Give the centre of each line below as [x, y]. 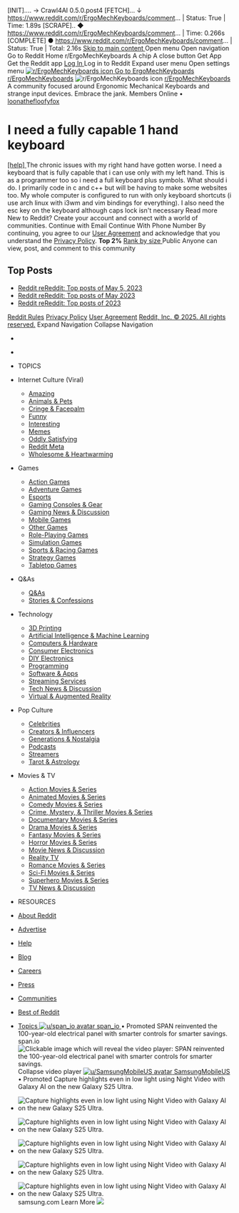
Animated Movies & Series [67, 797]
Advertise [32, 929]
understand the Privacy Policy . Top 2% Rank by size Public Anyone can [112, 240]
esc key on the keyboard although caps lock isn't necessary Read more [112, 210]
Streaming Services [57, 681]
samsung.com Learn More [56, 1202]
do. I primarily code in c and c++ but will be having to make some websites [117, 188]
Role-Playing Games [58, 535]
